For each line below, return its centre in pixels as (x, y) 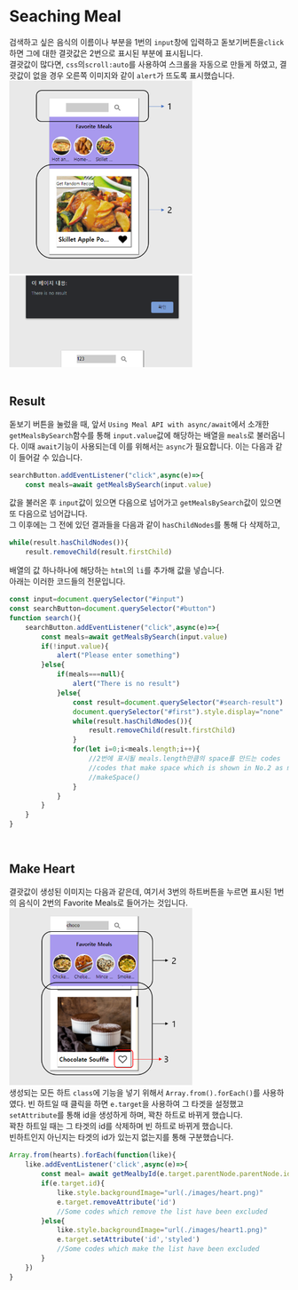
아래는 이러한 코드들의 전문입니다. (67, 581)
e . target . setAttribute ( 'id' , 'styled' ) (128, 1240)
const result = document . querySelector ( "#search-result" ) (178, 702)
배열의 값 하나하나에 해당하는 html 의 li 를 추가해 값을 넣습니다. (117, 570)
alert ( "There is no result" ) (126, 684)
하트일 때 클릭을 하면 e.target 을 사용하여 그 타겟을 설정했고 (140, 1104)
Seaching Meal (65, 16)
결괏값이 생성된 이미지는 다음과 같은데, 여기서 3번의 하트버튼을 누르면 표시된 (141, 891)
